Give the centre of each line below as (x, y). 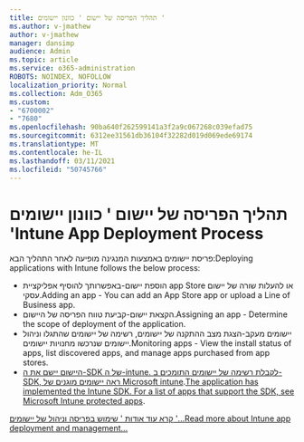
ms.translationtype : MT (54, 144)
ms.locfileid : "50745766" (58, 169)
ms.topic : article (44, 60)
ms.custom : (30, 102)
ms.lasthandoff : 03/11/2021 (62, 161)
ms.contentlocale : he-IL (56, 152)
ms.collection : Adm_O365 (56, 93)
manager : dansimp (42, 43)
